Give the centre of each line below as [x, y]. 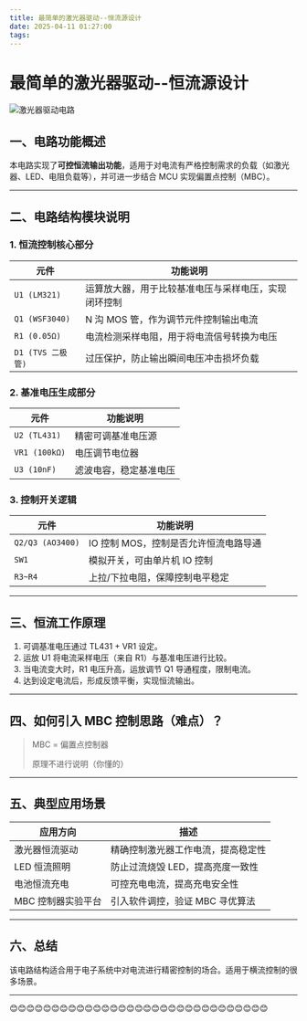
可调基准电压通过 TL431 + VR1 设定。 [92, 647]
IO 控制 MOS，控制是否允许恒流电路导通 [175, 543]
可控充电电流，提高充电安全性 [175, 884]
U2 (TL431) [37, 436]
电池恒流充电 [42, 884]
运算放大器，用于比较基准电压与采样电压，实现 [186, 289]
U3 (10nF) [35, 470]
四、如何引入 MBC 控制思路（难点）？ [116, 721]
